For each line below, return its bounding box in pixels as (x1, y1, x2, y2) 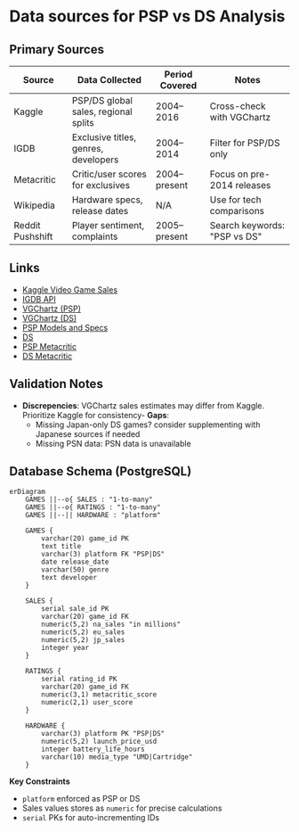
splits (71, 117, 95, 128)
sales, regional (71, 105, 133, 118)
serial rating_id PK (41, 675, 117, 684)
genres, (71, 143, 104, 154)
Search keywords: (209, 219, 286, 231)
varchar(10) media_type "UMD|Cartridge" (41, 753, 193, 762)
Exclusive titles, (71, 131, 137, 144)
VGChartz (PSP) (21, 303, 82, 314)
